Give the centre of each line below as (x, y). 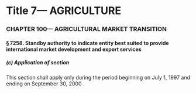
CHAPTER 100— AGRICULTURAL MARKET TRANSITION (86, 29)
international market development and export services (74, 49)
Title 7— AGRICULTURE (64, 11)
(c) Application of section (38, 63)
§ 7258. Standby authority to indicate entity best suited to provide (87, 43)
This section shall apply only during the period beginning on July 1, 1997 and (98, 77)
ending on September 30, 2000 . (45, 84)
